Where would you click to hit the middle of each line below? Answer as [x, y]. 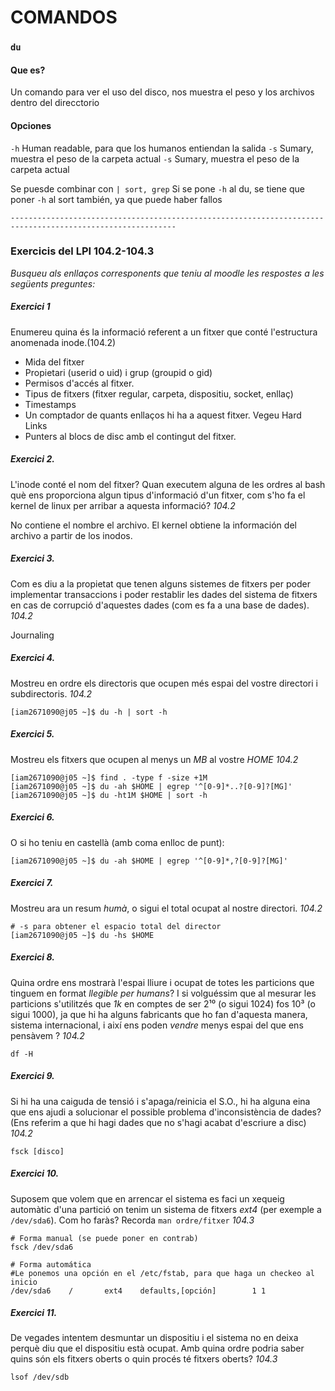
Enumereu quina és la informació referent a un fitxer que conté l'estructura [164, 332]
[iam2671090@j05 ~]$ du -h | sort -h [89, 712]
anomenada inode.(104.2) [63, 342]
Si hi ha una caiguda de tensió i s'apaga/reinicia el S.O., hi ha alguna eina [160, 1101]
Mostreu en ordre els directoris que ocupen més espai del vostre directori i [164, 683]
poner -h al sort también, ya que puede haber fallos [116, 199]
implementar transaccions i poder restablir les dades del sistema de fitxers [164, 594]
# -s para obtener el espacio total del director [116, 926]
